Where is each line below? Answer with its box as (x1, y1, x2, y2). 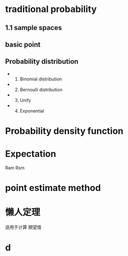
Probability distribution (5, 57, 79, 66)
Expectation (5, 148, 56, 159)
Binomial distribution (19, 76, 62, 82)
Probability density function (5, 125, 124, 136)
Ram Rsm (5, 164, 25, 170)
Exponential (19, 107, 44, 113)
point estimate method (5, 182, 101, 193)
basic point (5, 40, 41, 48)
